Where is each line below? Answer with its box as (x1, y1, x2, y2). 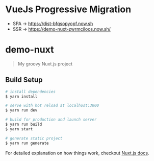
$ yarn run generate (5, 141, 49, 146)
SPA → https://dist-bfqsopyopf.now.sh (12, 20, 93, 27)
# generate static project (5, 135, 63, 141)
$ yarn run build (5, 122, 42, 127)
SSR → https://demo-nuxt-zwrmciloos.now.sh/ (12, 26, 111, 32)
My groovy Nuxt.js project (17, 60, 73, 67)
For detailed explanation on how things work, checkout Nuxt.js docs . (5, 150, 149, 156)
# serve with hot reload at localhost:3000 (5, 103, 99, 108)
